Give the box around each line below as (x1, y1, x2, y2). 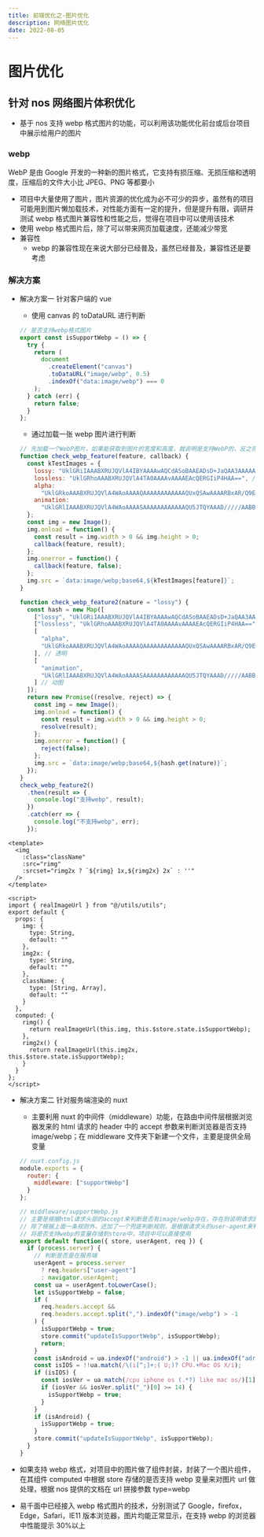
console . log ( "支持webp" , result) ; (34, 796, 145, 804)
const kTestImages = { (27, 460, 101, 468)
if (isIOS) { (34, 1369, 77, 1377)
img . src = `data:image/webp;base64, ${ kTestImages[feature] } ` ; (27, 577, 235, 585)
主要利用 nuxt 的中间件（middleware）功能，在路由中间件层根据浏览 (31, 1111, 253, 1121)
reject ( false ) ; (40, 744, 91, 752)
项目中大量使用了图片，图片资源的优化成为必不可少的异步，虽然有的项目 (19, 194, 254, 203)
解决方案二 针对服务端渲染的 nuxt (19, 1095, 128, 1104)
